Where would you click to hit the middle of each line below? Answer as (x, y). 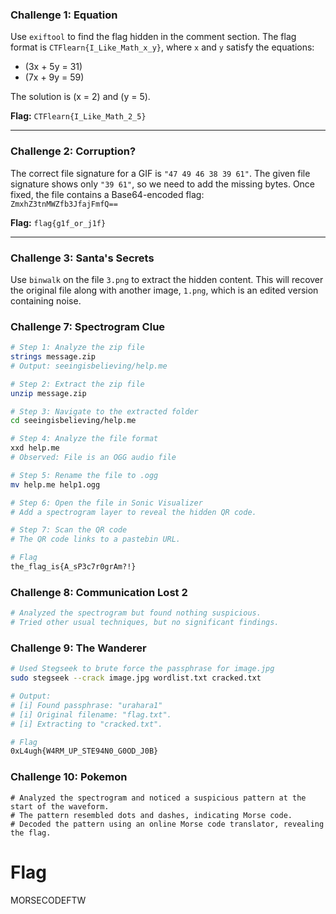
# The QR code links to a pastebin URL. (96, 539)
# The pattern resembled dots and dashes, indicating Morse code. (151, 815)
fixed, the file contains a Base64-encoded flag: (107, 194)
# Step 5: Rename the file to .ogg (84, 475)
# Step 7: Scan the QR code (69, 530)
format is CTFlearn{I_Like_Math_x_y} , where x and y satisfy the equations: (162, 47)
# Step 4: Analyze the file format (84, 439)
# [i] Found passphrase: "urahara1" (86, 705)
